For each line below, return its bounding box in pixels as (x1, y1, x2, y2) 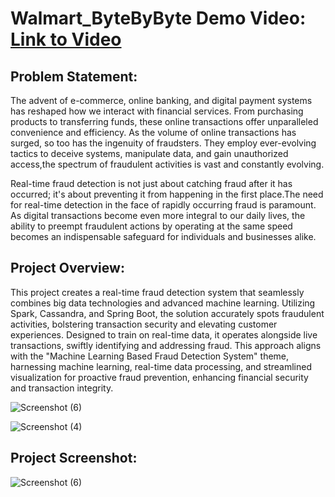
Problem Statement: (10, 68, 138, 85)
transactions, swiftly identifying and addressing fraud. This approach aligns (10, 339, 322, 351)
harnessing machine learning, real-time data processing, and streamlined (10, 360, 312, 372)
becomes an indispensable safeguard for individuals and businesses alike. (10, 231, 317, 242)
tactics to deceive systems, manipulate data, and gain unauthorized (10, 148, 289, 159)
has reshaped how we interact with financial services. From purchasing (10, 105, 304, 117)
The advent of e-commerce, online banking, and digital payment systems (10, 95, 313, 106)
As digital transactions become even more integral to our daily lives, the (10, 210, 306, 221)
